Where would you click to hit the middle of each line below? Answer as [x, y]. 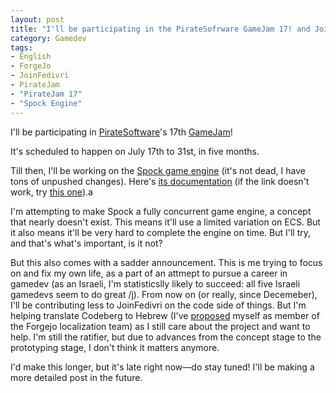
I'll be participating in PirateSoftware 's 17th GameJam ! [121, 132]
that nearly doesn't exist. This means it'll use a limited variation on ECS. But [165, 222]
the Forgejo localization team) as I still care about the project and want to [160, 326]
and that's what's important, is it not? [86, 243]
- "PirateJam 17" [46, 94]
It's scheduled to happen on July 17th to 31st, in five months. [135, 151]
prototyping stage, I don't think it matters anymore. [115, 347]
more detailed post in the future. [76, 377]
